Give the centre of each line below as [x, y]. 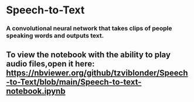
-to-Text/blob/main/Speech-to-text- [74, 82]
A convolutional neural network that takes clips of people [89, 29]
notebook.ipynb [36, 91]
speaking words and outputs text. [55, 36]
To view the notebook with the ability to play [89, 54]
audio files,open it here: [50, 64]
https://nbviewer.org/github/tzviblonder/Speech [97, 73]
